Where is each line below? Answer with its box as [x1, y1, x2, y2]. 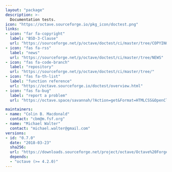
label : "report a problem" [10, 93, 68, 98]
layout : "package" [5, 7, 45, 13]
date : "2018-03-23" [10, 140, 52, 145]
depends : [10, 154, 29, 160]
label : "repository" [10, 64, 54, 69]
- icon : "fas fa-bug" [5, 88, 52, 93]
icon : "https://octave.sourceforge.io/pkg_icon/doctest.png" [5, 21, 139, 27]
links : [5, 27, 19, 32]
